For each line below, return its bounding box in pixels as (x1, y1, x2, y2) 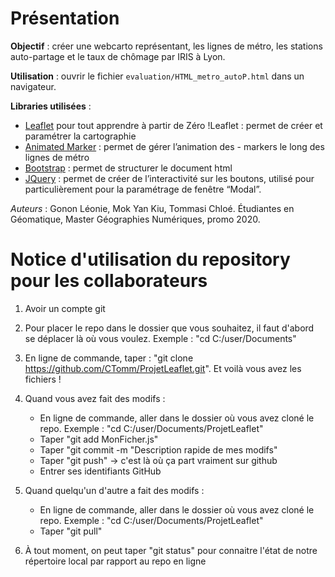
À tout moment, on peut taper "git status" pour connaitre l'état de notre (24, 544, 318, 556)
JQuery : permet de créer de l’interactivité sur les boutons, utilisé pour (24, 172, 315, 184)
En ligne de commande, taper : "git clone (24, 352, 194, 364)
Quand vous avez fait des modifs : (24, 392, 166, 404)
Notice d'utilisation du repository (10, 248, 291, 271)
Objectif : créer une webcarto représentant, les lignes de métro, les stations (10, 40, 323, 52)
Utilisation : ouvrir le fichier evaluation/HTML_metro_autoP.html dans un (10, 70, 305, 82)
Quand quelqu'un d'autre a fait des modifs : (24, 484, 205, 496)
